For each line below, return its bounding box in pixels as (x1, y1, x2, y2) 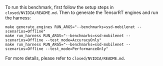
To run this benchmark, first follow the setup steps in (5, 4, 114, 10)
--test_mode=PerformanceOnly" (45, 46, 108, 51)
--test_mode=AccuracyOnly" (45, 37, 101, 42)
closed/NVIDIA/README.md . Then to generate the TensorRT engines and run (5, 9, 158, 15)
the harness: (5, 15, 31, 20)
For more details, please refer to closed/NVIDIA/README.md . (5, 55, 125, 61)
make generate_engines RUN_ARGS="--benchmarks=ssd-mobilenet (5, 24, 135, 29)
